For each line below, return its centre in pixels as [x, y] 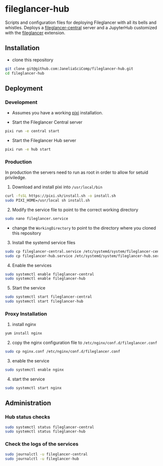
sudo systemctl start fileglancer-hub [44, 302]
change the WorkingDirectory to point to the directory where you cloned [84, 228]
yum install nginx [24, 333]
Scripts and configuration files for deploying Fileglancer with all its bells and [81, 22]
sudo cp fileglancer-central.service [43, 251]
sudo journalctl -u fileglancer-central [47, 454]
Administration [28, 403]
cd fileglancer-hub [25, 73]
